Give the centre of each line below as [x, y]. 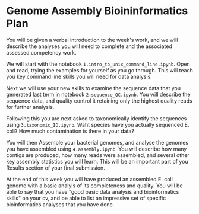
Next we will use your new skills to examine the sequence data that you [94, 88]
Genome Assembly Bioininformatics [97, 11]
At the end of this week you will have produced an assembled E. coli [90, 179]
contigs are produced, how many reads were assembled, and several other [98, 155]
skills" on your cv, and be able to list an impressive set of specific [86, 198]
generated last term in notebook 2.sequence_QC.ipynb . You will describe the [98, 94]
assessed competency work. [41, 52]
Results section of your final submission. [56, 168]
